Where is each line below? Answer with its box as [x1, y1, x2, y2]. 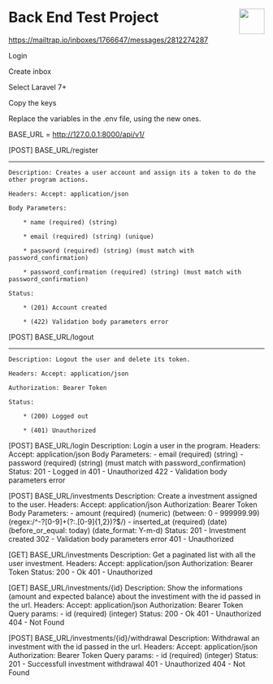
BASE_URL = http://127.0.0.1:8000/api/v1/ [8, 129, 145, 139]
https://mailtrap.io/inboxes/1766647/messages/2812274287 [8, 35, 209, 45]
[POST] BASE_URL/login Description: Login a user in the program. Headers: [8, 440, 261, 450]
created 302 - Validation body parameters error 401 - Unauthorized [8, 534, 234, 543]
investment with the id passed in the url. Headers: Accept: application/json [8, 642, 258, 652]
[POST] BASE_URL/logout [8, 331, 94, 341]
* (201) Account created [23, 303, 107, 312]
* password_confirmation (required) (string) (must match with [23, 268, 242, 276]
